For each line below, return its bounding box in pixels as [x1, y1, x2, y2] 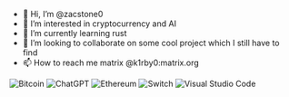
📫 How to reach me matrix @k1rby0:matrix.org [22, 57, 200, 68]
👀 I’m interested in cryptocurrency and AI [22, 18, 177, 29]
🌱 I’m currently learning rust [22, 28, 127, 38]
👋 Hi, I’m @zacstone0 [22, 9, 104, 19]
